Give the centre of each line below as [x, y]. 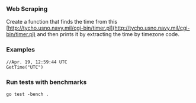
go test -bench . [28, 94]
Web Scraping [27, 9]
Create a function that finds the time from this [62, 22]
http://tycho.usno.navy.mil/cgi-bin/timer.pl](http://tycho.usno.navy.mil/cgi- [99, 28]
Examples [21, 50]
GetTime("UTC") [25, 67]
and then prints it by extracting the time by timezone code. [108, 34]
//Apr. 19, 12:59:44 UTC [37, 62]
